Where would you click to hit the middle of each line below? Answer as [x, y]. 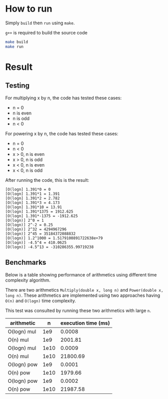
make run [14, 47]
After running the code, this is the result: [47, 180]
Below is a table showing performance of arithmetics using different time [81, 274]
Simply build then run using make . [40, 23]
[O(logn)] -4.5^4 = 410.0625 [36, 243]
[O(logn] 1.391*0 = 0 [28, 189]
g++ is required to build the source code [46, 32]
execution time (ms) [85, 323]
